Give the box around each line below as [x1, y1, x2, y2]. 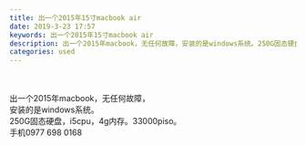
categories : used [9, 47, 76, 57]
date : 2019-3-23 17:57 [9, 22, 96, 31]
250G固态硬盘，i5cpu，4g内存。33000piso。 [9, 116, 182, 127]
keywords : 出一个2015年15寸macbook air [9, 30, 154, 39]
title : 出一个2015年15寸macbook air [9, 13, 142, 23]
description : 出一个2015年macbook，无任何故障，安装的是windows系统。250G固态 [9, 38, 289, 48]
